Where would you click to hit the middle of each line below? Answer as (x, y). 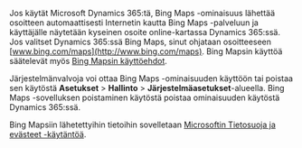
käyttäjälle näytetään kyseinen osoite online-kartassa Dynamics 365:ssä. (145, 32)
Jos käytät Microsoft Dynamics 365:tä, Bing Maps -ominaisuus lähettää (142, 13)
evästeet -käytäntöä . (48, 134)
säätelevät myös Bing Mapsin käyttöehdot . (88, 61)
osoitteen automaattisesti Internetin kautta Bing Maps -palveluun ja (134, 23)
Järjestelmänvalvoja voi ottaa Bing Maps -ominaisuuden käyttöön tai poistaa (151, 79)
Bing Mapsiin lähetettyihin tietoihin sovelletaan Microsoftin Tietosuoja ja (142, 125)
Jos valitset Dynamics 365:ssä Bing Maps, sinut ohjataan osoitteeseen (141, 42)
